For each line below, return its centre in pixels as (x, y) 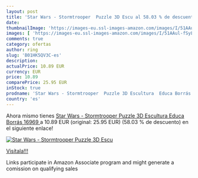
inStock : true (24, 88)
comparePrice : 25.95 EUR (37, 83)
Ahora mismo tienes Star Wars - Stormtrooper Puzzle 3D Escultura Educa (95, 116)
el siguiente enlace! (30, 128)
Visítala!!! (17, 151)
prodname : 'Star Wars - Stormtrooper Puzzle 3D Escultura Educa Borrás (99, 93)
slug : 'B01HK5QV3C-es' (34, 55)
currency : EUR (24, 72)
